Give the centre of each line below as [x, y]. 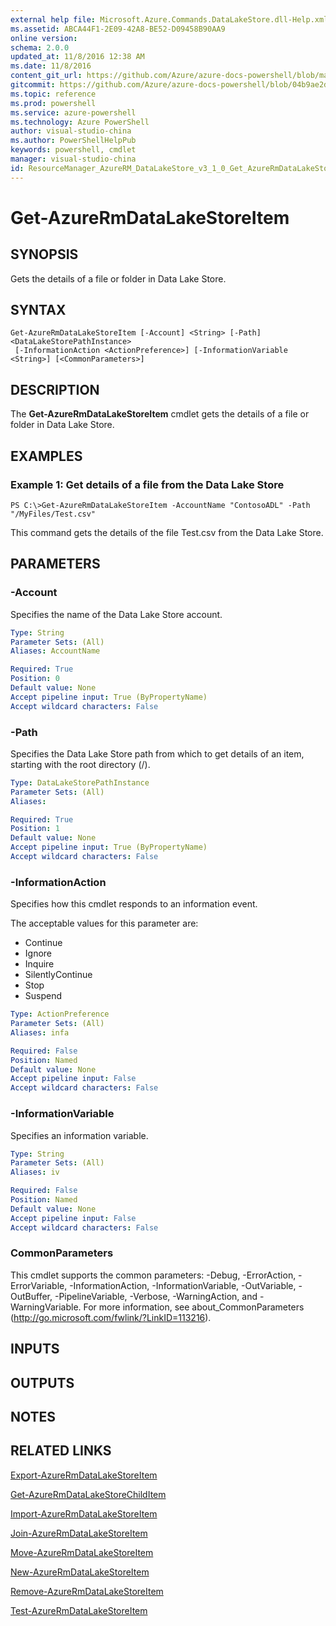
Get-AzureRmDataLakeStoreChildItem [88, 1494]
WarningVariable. [46, 1307]
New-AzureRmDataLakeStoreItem [80, 1572]
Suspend [43, 996]
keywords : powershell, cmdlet [73, 150]
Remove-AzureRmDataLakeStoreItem [87, 1591]
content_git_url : [46, 76]
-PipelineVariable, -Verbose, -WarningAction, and [156, 1296]
